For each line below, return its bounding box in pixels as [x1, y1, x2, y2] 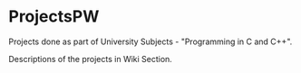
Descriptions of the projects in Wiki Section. [8, 53, 173, 64]
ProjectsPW [8, 6, 100, 27]
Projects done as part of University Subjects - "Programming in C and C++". [8, 36, 293, 47]
